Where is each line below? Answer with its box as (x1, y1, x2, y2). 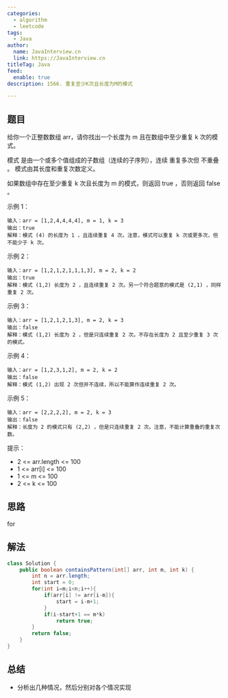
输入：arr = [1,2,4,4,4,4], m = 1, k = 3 (7, 218, 124, 224)
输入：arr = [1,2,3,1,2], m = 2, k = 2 (7, 367, 118, 374)
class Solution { (7, 560, 57, 567)
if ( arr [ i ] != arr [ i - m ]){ (43, 592, 115, 599)
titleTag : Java (7, 61, 51, 68)
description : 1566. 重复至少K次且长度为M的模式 (7, 80, 134, 87)
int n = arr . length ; (31, 572, 90, 580)
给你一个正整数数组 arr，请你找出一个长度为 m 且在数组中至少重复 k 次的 (7, 133, 212, 141)
